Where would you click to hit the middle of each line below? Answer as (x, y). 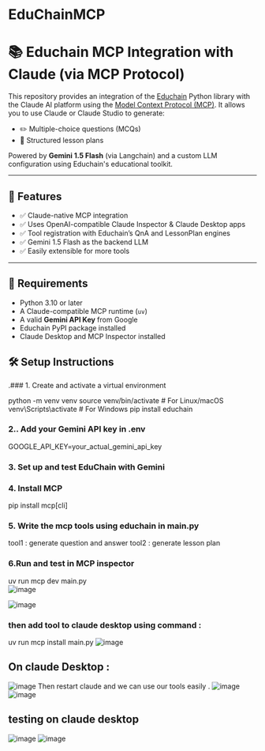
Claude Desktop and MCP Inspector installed (92, 336)
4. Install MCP (35, 488)
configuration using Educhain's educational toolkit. (91, 164)
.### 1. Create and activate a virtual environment (87, 385)
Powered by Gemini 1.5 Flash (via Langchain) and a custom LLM (113, 156)
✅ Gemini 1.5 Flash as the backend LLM (84, 242)
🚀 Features (35, 196)
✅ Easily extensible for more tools (75, 251)
